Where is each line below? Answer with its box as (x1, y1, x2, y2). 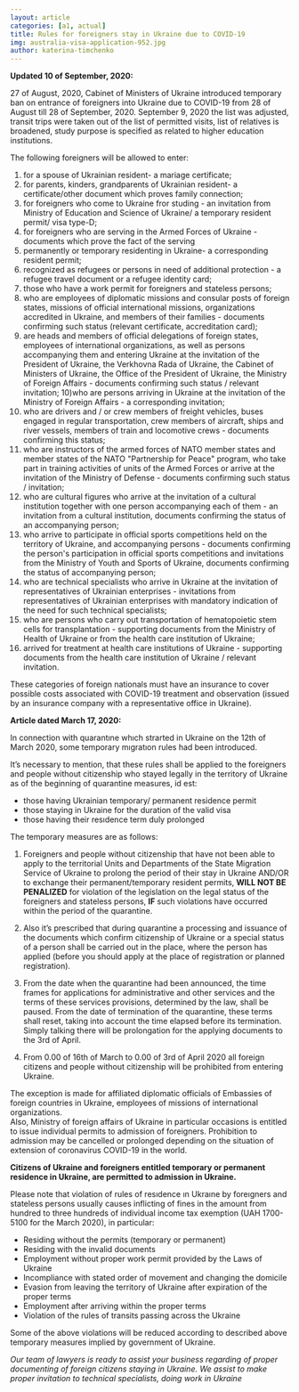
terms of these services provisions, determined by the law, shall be (22, 997, 270, 1007)
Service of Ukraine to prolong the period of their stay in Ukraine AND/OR (22, 867, 289, 878)
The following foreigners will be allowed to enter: (10, 152, 190, 163)
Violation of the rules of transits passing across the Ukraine (22, 1310, 241, 1321)
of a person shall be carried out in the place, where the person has (22, 941, 268, 953)
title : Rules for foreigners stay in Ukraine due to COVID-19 (10, 29, 246, 38)
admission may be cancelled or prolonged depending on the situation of (10, 1136, 274, 1146)
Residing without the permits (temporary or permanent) (22, 1234, 226, 1245)
